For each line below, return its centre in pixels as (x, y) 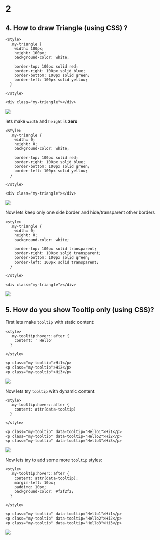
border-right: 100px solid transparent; (58, 253)
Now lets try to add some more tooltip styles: (54, 460)
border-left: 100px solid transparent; (57, 262)
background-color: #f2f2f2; (44, 491)
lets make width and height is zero (42, 121)
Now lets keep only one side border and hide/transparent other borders (80, 212)
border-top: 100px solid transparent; (56, 249)
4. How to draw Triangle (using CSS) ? (67, 28)
